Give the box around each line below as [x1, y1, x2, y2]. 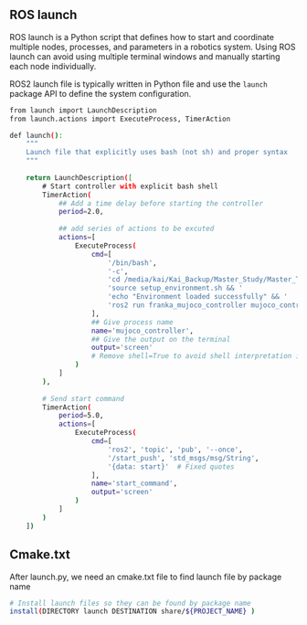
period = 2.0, [58, 207, 104, 217]
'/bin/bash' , [107, 258, 157, 268]
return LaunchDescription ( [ [26, 173, 132, 182]
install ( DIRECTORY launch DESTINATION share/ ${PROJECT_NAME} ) [9, 607, 256, 616]
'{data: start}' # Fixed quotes [107, 461, 235, 471]
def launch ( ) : [9, 131, 64, 140]
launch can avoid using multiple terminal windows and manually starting [9, 50, 281, 62]
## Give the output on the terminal [90, 334, 231, 344]
